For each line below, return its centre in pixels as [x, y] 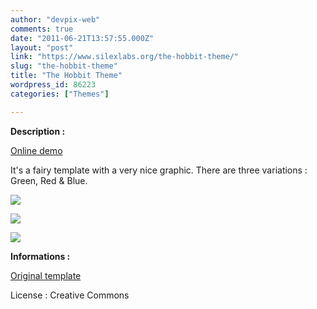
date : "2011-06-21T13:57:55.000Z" [82, 38]
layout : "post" [42, 47]
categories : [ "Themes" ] [60, 94]
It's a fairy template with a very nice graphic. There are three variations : [159, 170]
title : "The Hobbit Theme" [66, 76]
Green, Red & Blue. [49, 180]
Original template [46, 275]
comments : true [42, 29]
